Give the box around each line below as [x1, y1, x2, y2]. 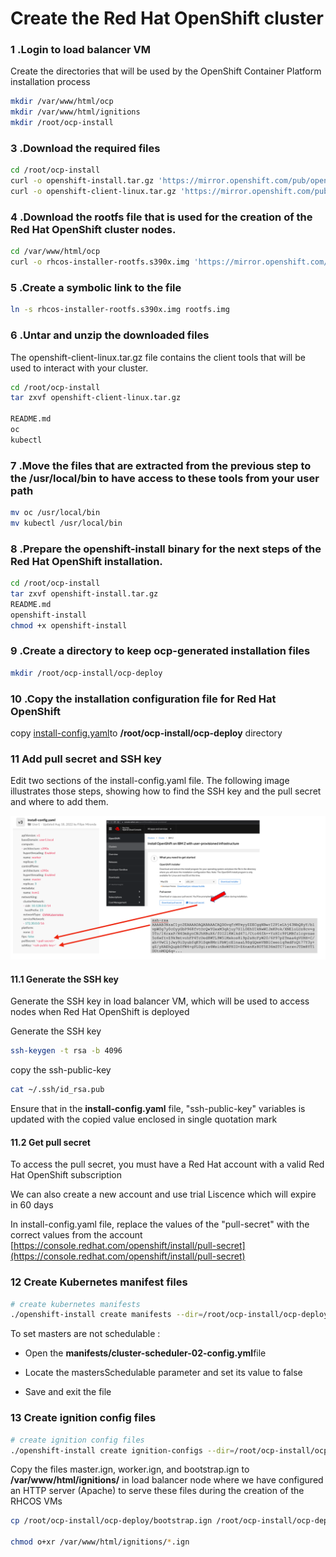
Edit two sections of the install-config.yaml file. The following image [10, 775, 290, 787]
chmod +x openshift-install [10, 620, 128, 631]
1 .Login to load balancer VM [10, 43, 151, 57]
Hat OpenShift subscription [10, 1169, 123, 1181]
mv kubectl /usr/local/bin [10, 518, 123, 528]
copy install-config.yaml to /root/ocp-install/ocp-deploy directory [10, 727, 283, 739]
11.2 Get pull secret [10, 1136, 91, 1148]
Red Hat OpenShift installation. [10, 554, 163, 568]
